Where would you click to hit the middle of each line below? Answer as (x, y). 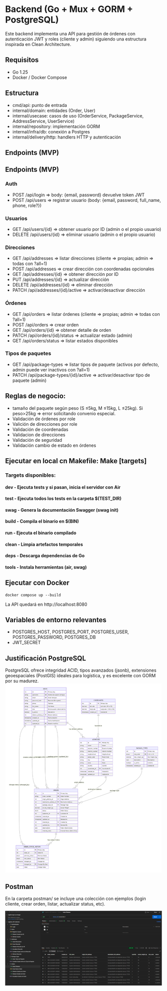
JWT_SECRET (27, 643)
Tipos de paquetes (28, 353)
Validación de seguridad (37, 440)
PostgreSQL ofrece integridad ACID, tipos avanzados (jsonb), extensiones (81, 670)
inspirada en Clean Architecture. (38, 44)
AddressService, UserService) (43, 121)
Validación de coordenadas (40, 429)
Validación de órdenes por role (44, 419)
